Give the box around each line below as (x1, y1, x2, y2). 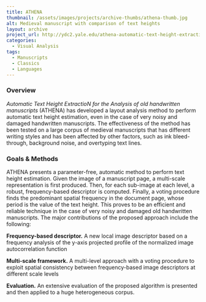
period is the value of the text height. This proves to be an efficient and (6, 200, 186, 208)
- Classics (12, 60, 40, 66)
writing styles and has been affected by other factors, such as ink (6, 132, 172, 140)
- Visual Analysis (12, 43, 59, 50)
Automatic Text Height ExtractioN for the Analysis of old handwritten (6, 100, 180, 107)
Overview (6, 86, 36, 95)
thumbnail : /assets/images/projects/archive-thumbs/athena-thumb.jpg (6, 15, 188, 21)
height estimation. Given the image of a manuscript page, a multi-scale (6, 175, 186, 182)
